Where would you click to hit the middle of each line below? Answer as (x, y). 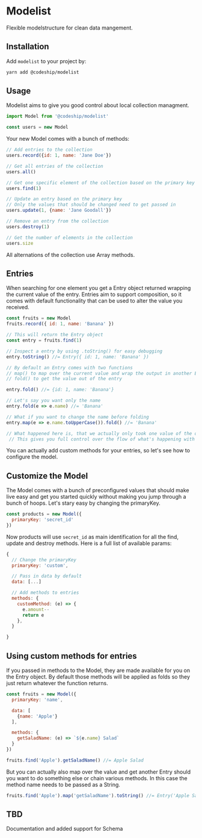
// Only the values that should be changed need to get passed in (91, 205)
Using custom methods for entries (72, 656)
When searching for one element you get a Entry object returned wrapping (99, 288)
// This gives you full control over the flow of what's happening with (102, 439)
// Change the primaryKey (44, 560)
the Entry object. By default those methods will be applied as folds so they (98, 677)
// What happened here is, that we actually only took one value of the (99, 433)
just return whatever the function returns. (57, 683)
